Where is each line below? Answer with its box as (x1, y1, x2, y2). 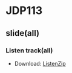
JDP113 (5, 4, 43, 18)
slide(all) (5, 28, 40, 38)
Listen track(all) (5, 46, 53, 55)
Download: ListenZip (14, 60, 66, 67)
